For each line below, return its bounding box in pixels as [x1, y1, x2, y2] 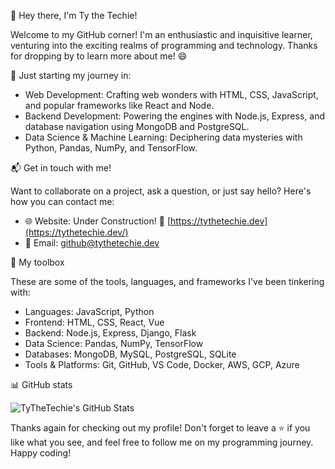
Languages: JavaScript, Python [24, 306, 155, 317]
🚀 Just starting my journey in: [10, 70, 132, 81]
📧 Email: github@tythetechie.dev [24, 237, 160, 249]
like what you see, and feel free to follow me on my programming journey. [10, 436, 314, 448]
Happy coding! [10, 447, 72, 459]
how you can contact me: [10, 196, 115, 207]
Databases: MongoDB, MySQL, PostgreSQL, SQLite [24, 348, 237, 360]
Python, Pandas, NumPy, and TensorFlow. [24, 142, 198, 154]
